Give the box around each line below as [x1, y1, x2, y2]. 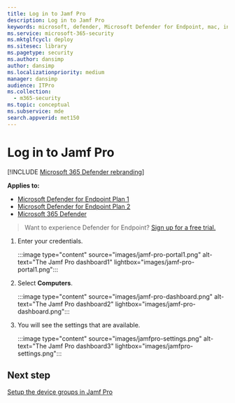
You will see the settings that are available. [17, 320, 141, 329]
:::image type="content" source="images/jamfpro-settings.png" [17, 334, 202, 343]
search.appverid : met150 [7, 114, 80, 121]
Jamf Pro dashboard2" [48, 299, 114, 308]
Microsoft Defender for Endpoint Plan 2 [17, 202, 131, 211]
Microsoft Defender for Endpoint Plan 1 [17, 195, 129, 203]
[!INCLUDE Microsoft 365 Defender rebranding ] [7, 167, 145, 176]
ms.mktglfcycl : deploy [7, 36, 73, 43]
